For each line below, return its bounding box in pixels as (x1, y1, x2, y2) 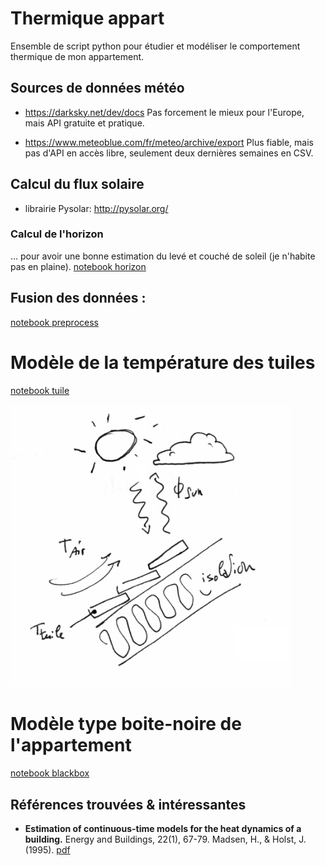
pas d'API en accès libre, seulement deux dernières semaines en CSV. (24, 147, 314, 159)
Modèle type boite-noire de (10, 713, 242, 736)
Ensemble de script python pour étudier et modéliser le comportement (10, 40, 301, 52)
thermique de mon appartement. (10, 50, 145, 62)
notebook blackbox (10, 767, 90, 779)
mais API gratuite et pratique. (24, 117, 145, 129)
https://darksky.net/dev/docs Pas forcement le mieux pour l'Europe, (24, 106, 305, 118)
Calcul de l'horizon (10, 227, 104, 241)
